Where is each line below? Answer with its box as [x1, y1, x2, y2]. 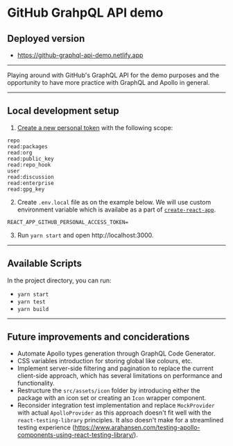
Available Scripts [7, 257, 82, 269]
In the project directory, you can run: [7, 276, 112, 285]
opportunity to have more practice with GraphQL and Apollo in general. [7, 79, 210, 86]
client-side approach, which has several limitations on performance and [17, 372, 223, 380]
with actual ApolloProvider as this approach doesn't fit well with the [17, 408, 212, 417]
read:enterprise [7, 180, 54, 186]
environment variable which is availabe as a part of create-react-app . [17, 205, 216, 214]
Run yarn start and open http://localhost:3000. [17, 231, 154, 239]
